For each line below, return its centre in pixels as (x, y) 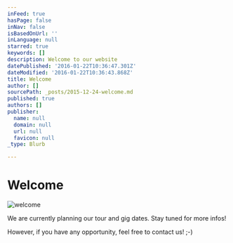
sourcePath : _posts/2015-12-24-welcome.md (70, 92)
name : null (29, 118)
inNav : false (26, 27)
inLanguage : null (33, 40)
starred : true (28, 46)
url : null (28, 131)
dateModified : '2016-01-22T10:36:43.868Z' (70, 72)
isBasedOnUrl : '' (33, 33)
